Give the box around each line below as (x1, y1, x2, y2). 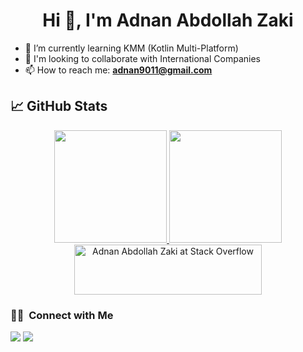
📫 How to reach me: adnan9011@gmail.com (24, 64, 213, 76)
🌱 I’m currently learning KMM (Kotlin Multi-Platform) (24, 42, 239, 54)
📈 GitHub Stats (10, 98, 108, 115)
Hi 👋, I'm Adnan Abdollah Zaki (42, 9, 294, 32)
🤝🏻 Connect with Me (10, 308, 114, 322)
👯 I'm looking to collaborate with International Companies (24, 52, 261, 64)
